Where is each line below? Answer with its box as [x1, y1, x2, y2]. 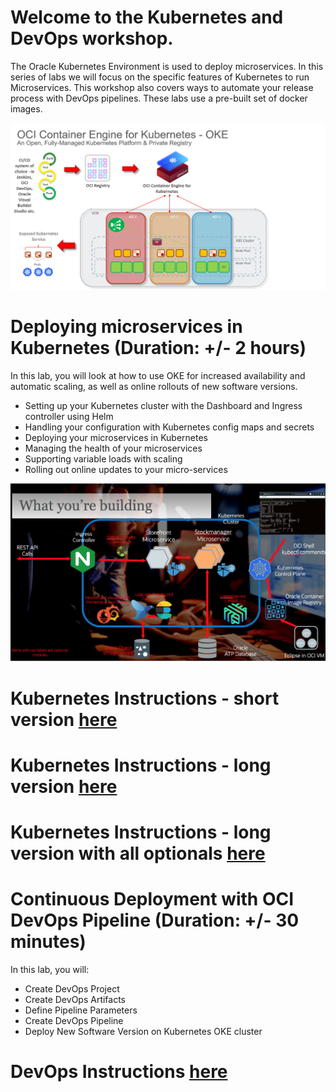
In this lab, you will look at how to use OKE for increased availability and [10, 370, 306, 382]
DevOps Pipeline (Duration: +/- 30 [10, 909, 300, 932]
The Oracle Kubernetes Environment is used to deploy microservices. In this [10, 60, 324, 72]
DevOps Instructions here [10, 1061, 228, 1083]
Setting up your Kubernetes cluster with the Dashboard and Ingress [24, 400, 303, 412]
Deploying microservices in [10, 316, 243, 338]
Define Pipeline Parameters [24, 1004, 138, 1016]
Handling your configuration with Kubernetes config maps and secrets [24, 421, 315, 433]
